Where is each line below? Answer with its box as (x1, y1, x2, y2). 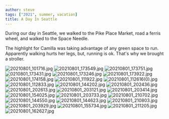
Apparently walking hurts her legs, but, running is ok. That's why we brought (5, 50, 164, 56)
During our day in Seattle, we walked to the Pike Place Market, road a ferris (5, 30, 161, 36)
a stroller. (5, 56, 25, 62)
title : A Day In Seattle (5, 16, 57, 21)
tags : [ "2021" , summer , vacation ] (5, 12, 78, 17)
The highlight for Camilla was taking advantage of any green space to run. (5, 45, 159, 51)
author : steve (5, 7, 35, 12)
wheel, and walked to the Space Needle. (5, 35, 89, 41)
